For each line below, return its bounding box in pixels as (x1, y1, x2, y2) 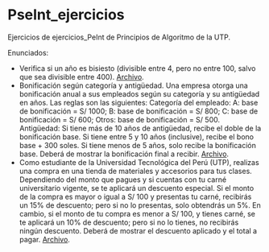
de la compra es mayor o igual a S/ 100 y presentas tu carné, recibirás (19, 192, 252, 201)
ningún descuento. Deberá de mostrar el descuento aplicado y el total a (19, 225, 258, 235)
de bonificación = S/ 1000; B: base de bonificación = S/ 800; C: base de (19, 106, 259, 116)
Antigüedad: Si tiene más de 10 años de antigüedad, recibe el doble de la (19, 123, 262, 133)
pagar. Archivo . (19, 234, 70, 244)
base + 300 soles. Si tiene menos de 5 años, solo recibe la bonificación (19, 140, 257, 150)
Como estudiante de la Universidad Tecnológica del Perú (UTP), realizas (19, 157, 259, 167)
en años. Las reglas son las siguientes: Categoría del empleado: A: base (19, 97, 259, 107)
